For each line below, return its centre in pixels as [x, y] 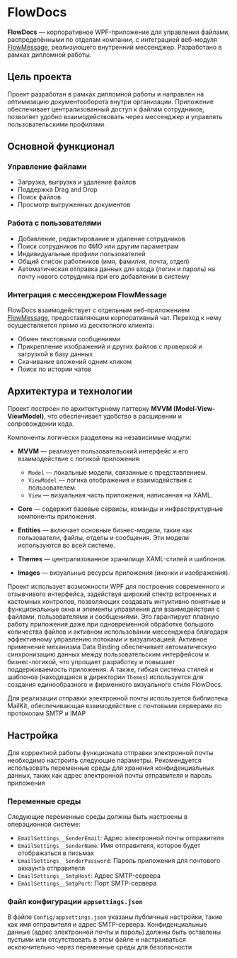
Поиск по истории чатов [54, 369]
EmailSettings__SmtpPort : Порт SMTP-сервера [87, 883]
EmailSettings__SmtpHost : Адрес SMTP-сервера [89, 875]
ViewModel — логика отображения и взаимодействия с [110, 480]
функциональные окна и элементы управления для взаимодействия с [114, 609]
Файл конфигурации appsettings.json [75, 901]
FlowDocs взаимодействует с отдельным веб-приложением [98, 310]
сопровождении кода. [41, 424]
